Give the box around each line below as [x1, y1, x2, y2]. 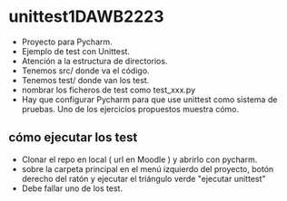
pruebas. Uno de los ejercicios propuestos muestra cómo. [21, 103, 240, 114]
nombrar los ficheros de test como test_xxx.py [21, 84, 196, 95]
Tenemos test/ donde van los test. [21, 74, 150, 85]
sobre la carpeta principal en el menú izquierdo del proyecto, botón [21, 163, 274, 174]
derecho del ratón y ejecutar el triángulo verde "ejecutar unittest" [21, 173, 266, 184]
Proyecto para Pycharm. [21, 36, 113, 47]
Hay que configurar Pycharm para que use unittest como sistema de [21, 93, 278, 105]
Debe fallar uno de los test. [21, 183, 124, 194]
